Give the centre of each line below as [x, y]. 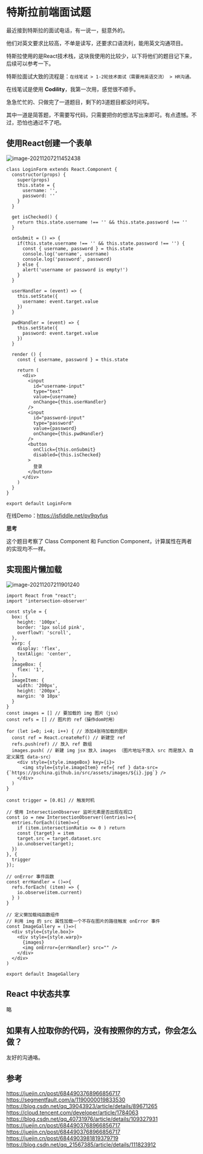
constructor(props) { [39, 175]
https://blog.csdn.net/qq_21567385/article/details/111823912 [81, 1145]
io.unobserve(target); [46, 843]
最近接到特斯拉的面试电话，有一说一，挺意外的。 [67, 30]
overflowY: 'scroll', [44, 633]
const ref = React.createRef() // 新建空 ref [69, 738]
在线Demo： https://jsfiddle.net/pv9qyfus [57, 515]
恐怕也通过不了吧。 [40, 122]
